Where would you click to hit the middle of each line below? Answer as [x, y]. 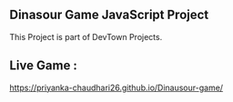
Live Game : [43, 66]
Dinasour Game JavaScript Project [109, 15]
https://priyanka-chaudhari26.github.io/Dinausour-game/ [116, 87]
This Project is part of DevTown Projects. [86, 36]
